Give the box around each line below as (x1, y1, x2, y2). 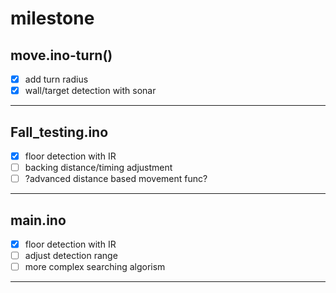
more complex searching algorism (24, 261, 166, 273)
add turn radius (24, 73, 89, 85)
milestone (10, 7, 95, 30)
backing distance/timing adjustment (24, 162, 173, 173)
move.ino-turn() (10, 47, 113, 64)
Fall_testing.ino (10, 123, 109, 141)
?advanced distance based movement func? (24, 173, 208, 185)
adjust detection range (24, 250, 118, 261)
